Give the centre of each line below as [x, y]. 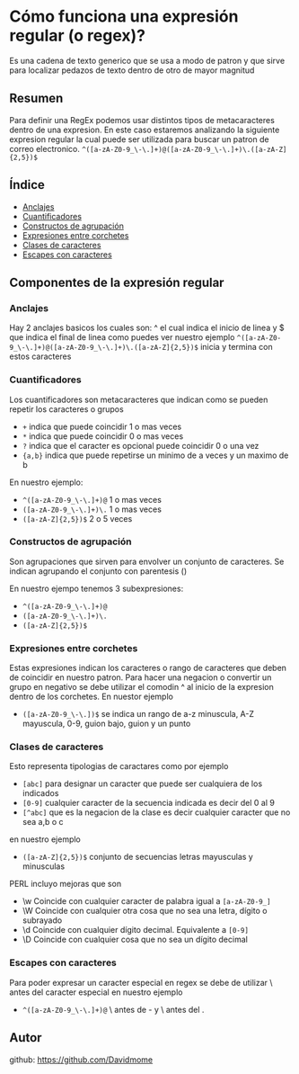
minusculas [44, 866]
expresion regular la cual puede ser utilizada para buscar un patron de [139, 139]
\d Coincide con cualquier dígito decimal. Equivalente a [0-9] [136, 930]
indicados [40, 793]
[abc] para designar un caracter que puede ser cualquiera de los [142, 783]
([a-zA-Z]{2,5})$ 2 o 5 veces [77, 518]
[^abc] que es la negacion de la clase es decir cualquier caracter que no [156, 812]
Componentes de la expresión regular [117, 282]
